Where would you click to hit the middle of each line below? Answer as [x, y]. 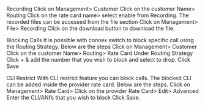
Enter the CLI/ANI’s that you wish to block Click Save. [73, 98]
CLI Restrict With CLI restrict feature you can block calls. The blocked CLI [99, 78]
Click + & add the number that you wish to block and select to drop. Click [99, 60]
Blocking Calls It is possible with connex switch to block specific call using [100, 40]
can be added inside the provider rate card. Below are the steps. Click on [99, 84]
